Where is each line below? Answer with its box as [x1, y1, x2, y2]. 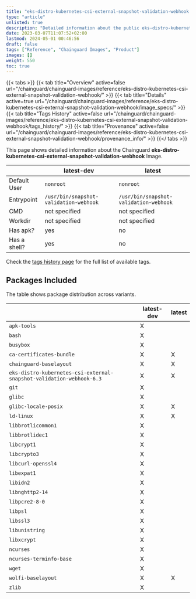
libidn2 [9, 479, 30, 486]
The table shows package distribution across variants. [6, 291, 136, 298]
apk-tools [9, 323, 36, 329]
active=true [6, 98, 34, 105]
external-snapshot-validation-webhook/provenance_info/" [6, 135, 146, 142]
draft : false [6, 42, 38, 47]
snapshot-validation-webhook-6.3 [9, 376, 102, 382]
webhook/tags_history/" [6, 122, 64, 130]
